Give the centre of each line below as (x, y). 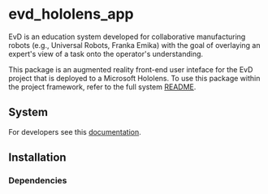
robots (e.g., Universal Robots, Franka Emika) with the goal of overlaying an (134, 45)
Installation (37, 158)
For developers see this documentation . (75, 131)
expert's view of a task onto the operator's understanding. (106, 54)
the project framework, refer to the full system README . (102, 87)
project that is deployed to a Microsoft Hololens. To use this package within (134, 78)
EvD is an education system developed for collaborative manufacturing (127, 37)
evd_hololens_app (71, 14)
